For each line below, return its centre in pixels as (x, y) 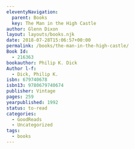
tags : (13, 131)
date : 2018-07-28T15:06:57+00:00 (49, 40)
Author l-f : (21, 68)
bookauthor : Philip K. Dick (42, 63)
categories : (21, 114)
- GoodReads (27, 119)
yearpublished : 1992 (33, 102)
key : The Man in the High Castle (54, 23)
